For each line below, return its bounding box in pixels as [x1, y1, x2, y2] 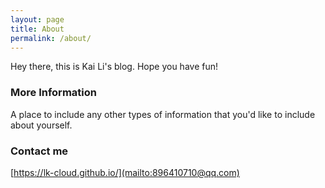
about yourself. [10, 119, 73, 131]
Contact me [10, 144, 69, 158]
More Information [10, 86, 97, 100]
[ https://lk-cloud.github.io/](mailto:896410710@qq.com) [10, 166, 240, 178]
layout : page [10, 14, 65, 25]
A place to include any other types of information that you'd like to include [10, 108, 316, 120]
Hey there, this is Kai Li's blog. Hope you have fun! [10, 61, 218, 73]
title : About [10, 24, 65, 34]
